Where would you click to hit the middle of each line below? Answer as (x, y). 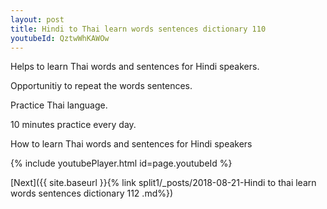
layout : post (37, 19)
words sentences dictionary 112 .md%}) (92, 193)
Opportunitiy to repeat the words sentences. (101, 86)
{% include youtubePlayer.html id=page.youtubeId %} (121, 163)
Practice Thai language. (59, 105)
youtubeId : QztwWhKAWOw (60, 38)
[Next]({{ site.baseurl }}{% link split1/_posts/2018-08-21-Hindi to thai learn (163, 183)
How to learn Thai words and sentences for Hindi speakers (131, 144)
